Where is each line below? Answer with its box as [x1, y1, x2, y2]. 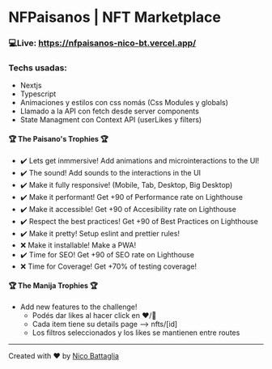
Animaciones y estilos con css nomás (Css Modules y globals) [19, 98, 229, 108]
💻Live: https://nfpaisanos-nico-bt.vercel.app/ [8, 37, 197, 49]
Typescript [19, 89, 57, 99]
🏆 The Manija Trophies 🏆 [8, 281, 99, 291]
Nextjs [19, 81, 42, 91]
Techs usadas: [8, 62, 67, 74]
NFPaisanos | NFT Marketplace [8, 8, 221, 27]
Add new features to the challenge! [19, 302, 138, 312]
